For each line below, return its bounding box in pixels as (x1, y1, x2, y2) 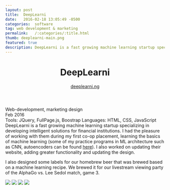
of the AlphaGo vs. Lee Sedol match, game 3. (5, 169, 100, 175)
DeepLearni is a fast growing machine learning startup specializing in (5, 122, 149, 129)
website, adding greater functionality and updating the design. (5, 149, 135, 155)
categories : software (5, 21, 53, 27)
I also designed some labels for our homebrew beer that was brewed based (5, 159, 163, 165)
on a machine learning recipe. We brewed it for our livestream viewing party (5, 164, 163, 170)
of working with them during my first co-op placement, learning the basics (5, 133, 160, 139)
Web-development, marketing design (5, 106, 83, 112)
